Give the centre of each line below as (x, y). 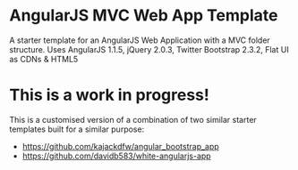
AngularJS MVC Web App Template (144, 16)
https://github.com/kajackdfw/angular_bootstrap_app (120, 146)
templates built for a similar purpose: (77, 129)
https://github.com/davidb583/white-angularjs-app (117, 156)
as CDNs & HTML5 (44, 59)
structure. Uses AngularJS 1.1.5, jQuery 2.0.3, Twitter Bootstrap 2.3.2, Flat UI (149, 49)
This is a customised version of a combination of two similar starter (133, 119)
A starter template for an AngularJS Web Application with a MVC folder (140, 40)
